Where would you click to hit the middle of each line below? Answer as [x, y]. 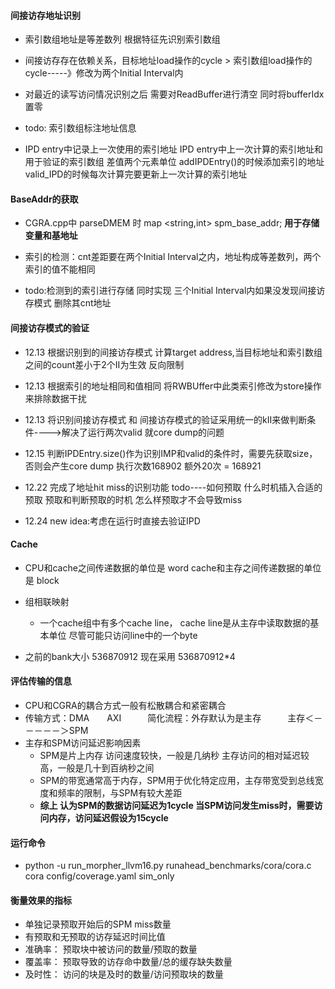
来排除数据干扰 [55, 398]
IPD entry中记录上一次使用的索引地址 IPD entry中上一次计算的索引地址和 [173, 149]
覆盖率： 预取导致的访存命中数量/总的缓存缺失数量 [128, 962]
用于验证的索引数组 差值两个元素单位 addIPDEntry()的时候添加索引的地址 [174, 162]
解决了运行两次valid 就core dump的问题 [143, 432]
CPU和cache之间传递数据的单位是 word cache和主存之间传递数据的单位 [173, 567]
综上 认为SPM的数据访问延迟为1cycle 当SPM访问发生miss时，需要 [177, 806]
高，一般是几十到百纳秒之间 [97, 768]
